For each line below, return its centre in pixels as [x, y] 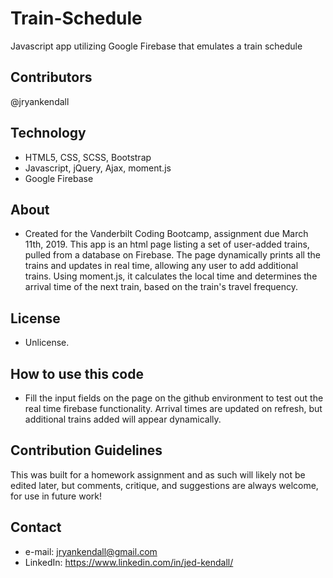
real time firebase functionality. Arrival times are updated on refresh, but [173, 408]
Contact [36, 527]
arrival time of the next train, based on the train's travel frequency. [161, 287]
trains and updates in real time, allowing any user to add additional [161, 266]
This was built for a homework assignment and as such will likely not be [158, 474]
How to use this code [77, 373]
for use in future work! [56, 496]
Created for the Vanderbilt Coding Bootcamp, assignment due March [166, 234]
